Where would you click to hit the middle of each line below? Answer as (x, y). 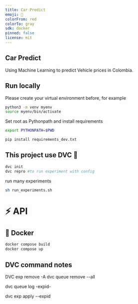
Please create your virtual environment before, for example (66, 98)
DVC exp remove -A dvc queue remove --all (50, 277)
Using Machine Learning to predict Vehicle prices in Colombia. (69, 70)
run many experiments (28, 181)
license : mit (19, 38)
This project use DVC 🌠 (42, 155)
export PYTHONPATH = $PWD (30, 131)
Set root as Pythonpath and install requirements (54, 121)
